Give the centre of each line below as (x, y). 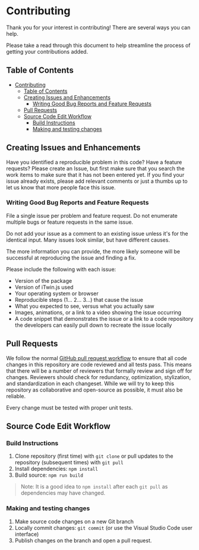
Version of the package (43, 280)
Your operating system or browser (57, 293)
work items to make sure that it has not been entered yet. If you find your (95, 174)
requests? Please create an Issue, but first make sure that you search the (96, 168)
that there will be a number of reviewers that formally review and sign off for (99, 371)
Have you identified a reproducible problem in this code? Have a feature (94, 162)
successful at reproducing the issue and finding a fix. (71, 258)
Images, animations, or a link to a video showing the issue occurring (98, 312)
